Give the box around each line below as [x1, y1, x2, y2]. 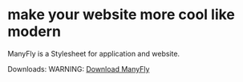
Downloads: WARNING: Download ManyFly [7, 64, 150, 73]
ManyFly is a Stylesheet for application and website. [7, 49, 180, 58]
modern [7, 22, 62, 41]
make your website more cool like [7, 6, 236, 24]
